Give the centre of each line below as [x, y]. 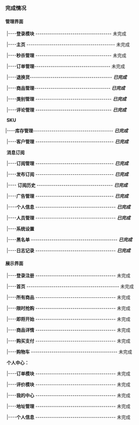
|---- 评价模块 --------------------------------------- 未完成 [68, 384]
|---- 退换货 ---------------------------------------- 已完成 [66, 77]
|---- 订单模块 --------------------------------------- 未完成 [68, 374]
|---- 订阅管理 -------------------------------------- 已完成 [67, 164]
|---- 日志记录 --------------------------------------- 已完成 [68, 251]
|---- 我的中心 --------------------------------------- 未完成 [68, 395]
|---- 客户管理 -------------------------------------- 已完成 [67, 141]
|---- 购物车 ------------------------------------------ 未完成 [69, 352]
